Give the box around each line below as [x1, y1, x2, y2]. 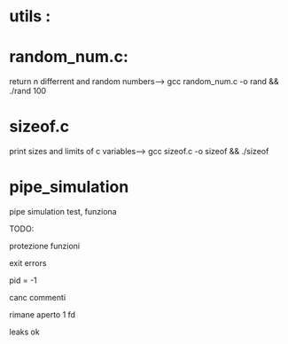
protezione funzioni [9, 241, 81, 251]
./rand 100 [9, 86, 47, 97]
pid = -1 [9, 275, 37, 285]
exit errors [9, 258, 47, 268]
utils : [9, 6, 51, 27]
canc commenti [9, 293, 66, 302]
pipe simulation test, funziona [9, 207, 117, 216]
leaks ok [9, 326, 40, 337]
